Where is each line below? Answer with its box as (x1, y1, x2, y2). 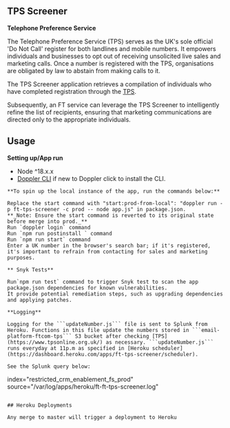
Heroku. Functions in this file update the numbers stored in (7, 327, 189, 333)
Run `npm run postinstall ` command (7, 230, 112, 237)
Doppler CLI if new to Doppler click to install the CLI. (17, 174, 166, 182)
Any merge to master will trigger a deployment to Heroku (7, 414, 177, 420)
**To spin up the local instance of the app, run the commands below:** (7, 188, 220, 195)
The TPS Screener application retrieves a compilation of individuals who (7, 79, 212, 88)
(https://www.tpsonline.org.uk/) (7, 338, 103, 346)
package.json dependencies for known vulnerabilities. (7, 284, 168, 291)
